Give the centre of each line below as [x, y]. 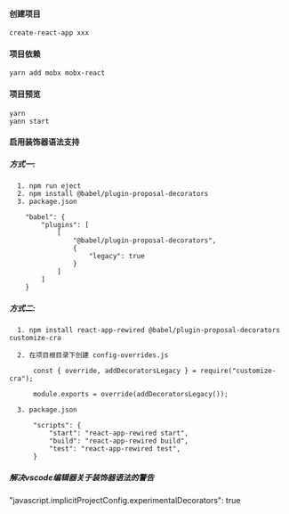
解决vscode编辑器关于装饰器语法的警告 [82, 477]
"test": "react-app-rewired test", [114, 449]
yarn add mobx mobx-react [57, 73]
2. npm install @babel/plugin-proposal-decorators [113, 194]
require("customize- [238, 371]
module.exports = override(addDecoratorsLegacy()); [130, 395]
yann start [29, 121]
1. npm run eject [49, 186]
